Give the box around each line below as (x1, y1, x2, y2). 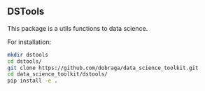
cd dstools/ (7, 57, 42, 65)
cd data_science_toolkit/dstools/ (7, 71, 108, 78)
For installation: (7, 38, 52, 46)
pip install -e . (7, 77, 58, 85)
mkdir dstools (7, 51, 49, 58)
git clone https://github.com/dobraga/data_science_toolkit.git (7, 64, 199, 71)
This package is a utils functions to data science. (7, 24, 148, 32)
